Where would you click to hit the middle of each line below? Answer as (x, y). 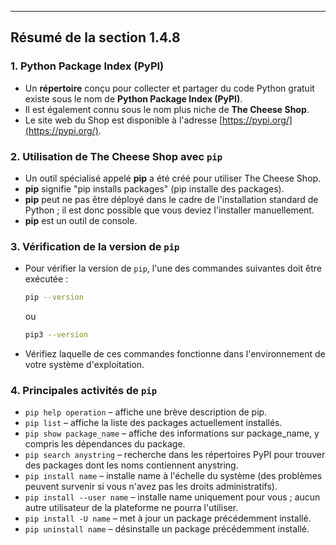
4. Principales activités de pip (84, 390)
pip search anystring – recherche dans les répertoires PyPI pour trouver (175, 455)
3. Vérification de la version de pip (95, 246)
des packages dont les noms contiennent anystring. (131, 465)
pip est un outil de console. (81, 220)
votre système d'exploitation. (84, 365)
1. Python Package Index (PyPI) (87, 66)
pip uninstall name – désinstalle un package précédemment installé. (167, 529)
